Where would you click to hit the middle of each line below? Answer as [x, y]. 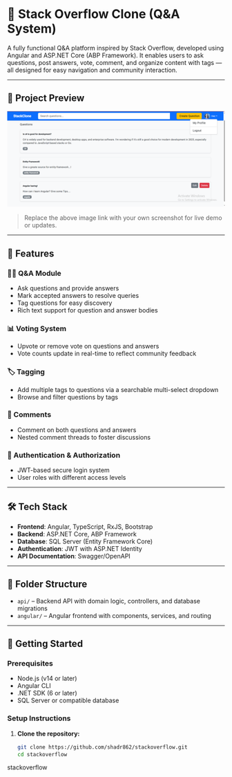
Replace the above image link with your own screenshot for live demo [123, 218]
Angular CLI [34, 686]
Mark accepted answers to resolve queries [78, 295]
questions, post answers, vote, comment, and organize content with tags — [115, 62]
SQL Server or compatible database [68, 700]
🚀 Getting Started [45, 644]
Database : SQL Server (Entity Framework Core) [85, 541]
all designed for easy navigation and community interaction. [92, 70]
